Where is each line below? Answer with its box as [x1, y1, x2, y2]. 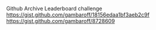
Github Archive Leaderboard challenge [6, 5, 102, 12]
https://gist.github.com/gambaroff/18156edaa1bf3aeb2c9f [6, 11, 150, 18]
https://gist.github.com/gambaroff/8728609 [6, 18, 116, 24]
